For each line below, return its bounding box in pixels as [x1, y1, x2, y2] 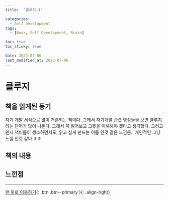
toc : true [5, 40, 26, 45]
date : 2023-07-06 [5, 53, 42, 58]
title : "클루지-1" [5, 7, 43, 13]
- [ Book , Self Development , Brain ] [10, 31, 84, 36]
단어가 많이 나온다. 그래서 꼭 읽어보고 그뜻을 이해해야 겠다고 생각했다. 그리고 [14, 123, 163, 129]
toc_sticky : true [5, 44, 42, 49]
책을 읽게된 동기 [5, 102, 51, 111]
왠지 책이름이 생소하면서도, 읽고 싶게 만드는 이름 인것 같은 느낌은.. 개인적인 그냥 [5, 129, 161, 135]
